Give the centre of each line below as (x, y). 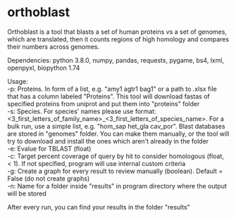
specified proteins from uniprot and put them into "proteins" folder (104, 103)
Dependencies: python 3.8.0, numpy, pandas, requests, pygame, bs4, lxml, (116, 60)
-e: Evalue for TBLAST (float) (49, 148)
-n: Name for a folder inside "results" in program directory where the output (117, 186)
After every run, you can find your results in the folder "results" (99, 207)
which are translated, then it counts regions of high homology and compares (118, 39)
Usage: (18, 81)
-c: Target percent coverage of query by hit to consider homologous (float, (116, 156)
